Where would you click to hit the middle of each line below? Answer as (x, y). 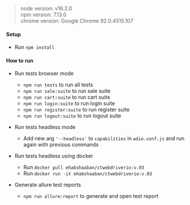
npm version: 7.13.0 (43, 15)
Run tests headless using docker (54, 156)
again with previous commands (61, 145)
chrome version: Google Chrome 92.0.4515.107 (77, 21)
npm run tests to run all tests (58, 85)
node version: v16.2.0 (46, 8)
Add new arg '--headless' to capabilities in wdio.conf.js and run (104, 138)
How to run (20, 60)
